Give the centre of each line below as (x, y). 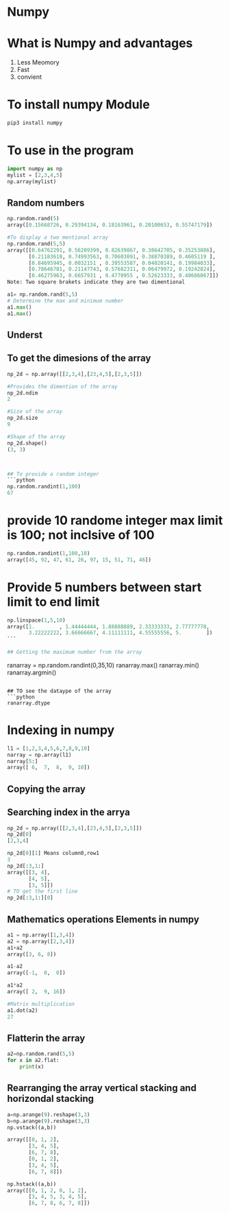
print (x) (32, 1067)
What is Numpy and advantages (100, 44)
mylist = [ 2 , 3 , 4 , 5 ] (35, 175)
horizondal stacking (51, 1099)
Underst (25, 334)
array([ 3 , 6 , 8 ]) (32, 954)
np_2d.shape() (27, 443)
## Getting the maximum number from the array (75, 652)
